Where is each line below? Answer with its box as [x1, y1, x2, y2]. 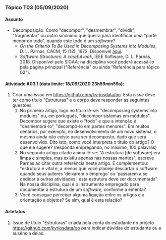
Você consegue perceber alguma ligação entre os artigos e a [19, 192, 145, 198]
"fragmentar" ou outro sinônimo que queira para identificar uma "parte [12, 33, 157, 39]
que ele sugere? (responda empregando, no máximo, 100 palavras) [19, 144, 157, 150]
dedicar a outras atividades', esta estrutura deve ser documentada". [19, 176, 159, 182]
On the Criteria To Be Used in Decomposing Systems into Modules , [19, 43, 157, 49]
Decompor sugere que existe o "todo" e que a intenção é [19, 118, 136, 124]
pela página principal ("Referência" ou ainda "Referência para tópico [19, 64, 160, 70]
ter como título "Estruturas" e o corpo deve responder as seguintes [12, 97, 150, 103]
